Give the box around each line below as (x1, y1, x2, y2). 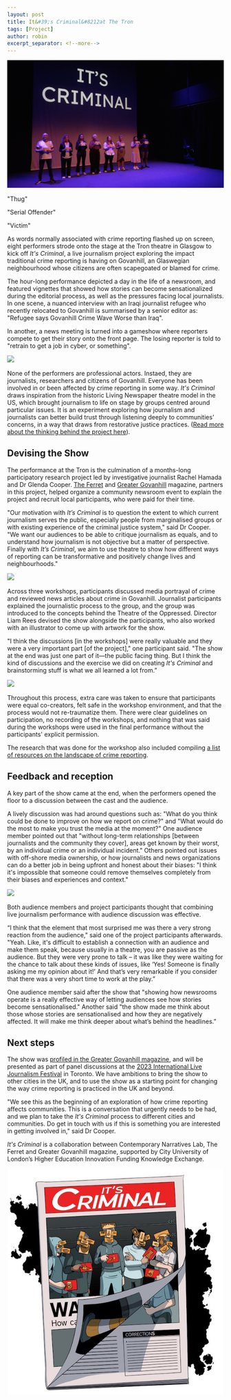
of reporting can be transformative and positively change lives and (7, 552, 196, 560)
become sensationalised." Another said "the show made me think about (7, 1003, 210, 1011)
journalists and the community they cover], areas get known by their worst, (7, 839, 220, 847)
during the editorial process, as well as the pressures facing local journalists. (7, 292, 224, 300)
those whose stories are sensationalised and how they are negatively (7, 1009, 203, 1018)
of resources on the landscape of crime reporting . (7, 750, 149, 759)
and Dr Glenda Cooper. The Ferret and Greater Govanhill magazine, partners (7, 480, 223, 488)
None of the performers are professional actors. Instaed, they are (7, 369, 192, 378)
